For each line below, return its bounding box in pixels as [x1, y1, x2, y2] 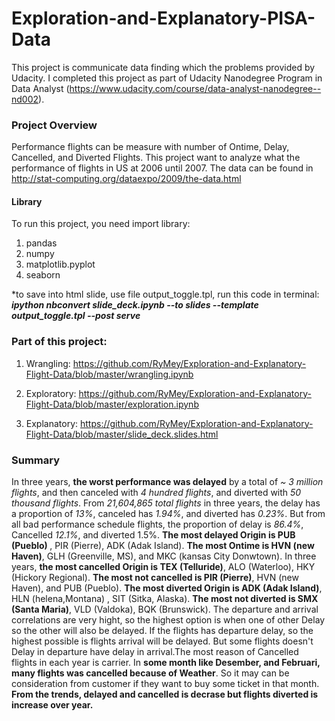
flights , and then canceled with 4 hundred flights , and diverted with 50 [11, 487, 302, 499]
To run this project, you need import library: [11, 218, 191, 230]
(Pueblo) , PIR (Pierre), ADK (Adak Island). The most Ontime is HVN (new [11, 540, 315, 552]
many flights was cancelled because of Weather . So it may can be [11, 667, 290, 679]
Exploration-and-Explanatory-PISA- [11, 7, 316, 30]
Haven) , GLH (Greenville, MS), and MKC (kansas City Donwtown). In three [11, 550, 317, 562]
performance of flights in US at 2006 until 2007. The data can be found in [11, 162, 314, 174]
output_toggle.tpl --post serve [11, 310, 141, 322]
